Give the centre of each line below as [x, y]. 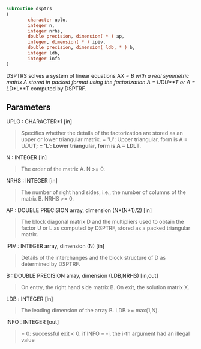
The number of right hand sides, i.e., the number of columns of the [103, 192]
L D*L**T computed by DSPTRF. [46, 88]
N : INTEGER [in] [26, 157]
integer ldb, [44, 53]
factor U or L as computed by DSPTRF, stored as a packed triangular [106, 228]
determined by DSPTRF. [51, 264]
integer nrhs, [45, 31]
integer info [44, 59]
